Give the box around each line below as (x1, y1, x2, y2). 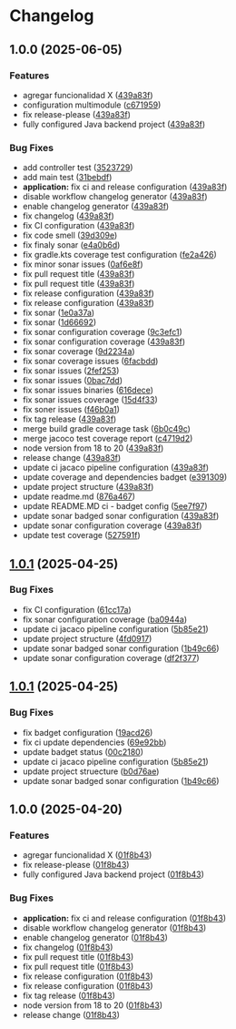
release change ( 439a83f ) (22, 453, 122, 464)
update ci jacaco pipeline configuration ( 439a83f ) (22, 462, 210, 474)
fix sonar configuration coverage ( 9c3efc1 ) (22, 327, 183, 338)
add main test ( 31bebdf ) (22, 172, 113, 183)
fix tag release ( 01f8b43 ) (22, 990, 116, 1001)
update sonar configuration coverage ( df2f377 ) (22, 652, 200, 663)
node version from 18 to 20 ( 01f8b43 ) (22, 999, 163, 1011)
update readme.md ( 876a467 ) (22, 491, 136, 502)
